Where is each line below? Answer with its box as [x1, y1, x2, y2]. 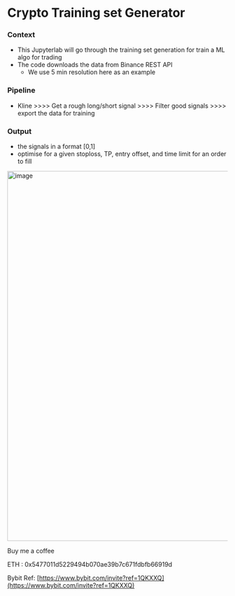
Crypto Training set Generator [7, 5, 185, 21]
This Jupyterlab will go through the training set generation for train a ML [17, 45, 225, 54]
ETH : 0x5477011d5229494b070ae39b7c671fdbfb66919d [7, 560, 173, 569]
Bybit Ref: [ [7, 574, 40, 582]
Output [7, 126, 32, 136]
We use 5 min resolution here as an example [27, 68, 156, 76]
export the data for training [17, 108, 96, 117]
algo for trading [17, 53, 62, 62]
